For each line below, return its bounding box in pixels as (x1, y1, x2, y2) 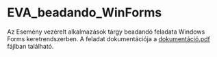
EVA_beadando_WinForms (7, 5, 162, 21)
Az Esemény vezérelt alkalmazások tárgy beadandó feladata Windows (7, 27, 205, 36)
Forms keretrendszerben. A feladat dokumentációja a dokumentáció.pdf (7, 34, 211, 43)
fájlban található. (7, 42, 54, 50)
